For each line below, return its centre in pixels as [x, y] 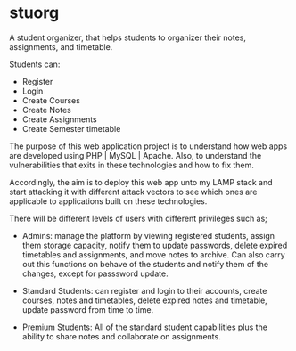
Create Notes [46, 110]
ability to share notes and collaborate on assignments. [121, 336]
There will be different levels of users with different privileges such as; [138, 218]
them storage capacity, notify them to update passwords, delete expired [155, 245]
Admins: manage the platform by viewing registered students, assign [148, 235]
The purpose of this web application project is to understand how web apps [148, 146]
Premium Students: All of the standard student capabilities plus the [144, 327]
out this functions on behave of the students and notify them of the [145, 264]
